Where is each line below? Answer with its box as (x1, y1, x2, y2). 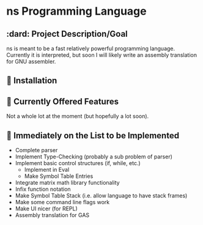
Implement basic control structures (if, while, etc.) (15, 160, 141, 167)
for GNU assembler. (6, 58, 56, 65)
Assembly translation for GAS (15, 212, 90, 219)
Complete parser (15, 147, 58, 154)
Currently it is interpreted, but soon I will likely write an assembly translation (6, 51, 197, 59)
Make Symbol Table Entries (24, 172, 94, 180)
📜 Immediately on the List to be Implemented (6, 130, 179, 141)
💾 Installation (6, 75, 57, 86)
